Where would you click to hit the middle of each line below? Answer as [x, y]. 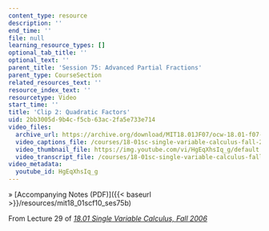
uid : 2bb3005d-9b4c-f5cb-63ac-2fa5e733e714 [82, 120]
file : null [26, 38]
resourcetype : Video [43, 98]
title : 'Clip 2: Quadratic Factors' [69, 113]
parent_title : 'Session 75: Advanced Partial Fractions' [105, 68]
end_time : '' [30, 30]
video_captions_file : [52, 142]
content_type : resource [48, 16]
